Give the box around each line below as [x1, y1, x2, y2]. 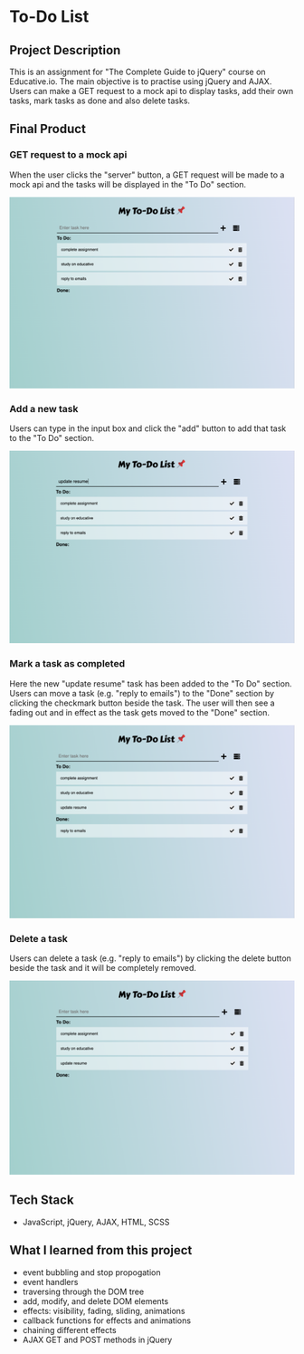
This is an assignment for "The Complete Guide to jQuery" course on [9, 66, 266, 77]
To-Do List [9, 6, 90, 27]
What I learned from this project [9, 1243, 193, 1258]
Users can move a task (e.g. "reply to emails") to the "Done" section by [9, 687, 274, 698]
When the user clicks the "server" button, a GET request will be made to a [9, 169, 285, 180]
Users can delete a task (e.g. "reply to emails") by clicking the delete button [9, 953, 292, 964]
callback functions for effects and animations [22, 1315, 192, 1326]
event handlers [22, 1276, 79, 1287]
